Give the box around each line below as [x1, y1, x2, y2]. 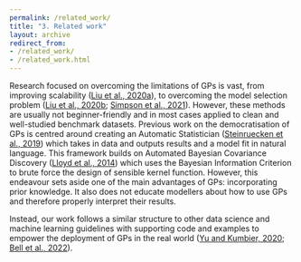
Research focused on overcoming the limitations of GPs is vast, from [9, 81, 265, 91]
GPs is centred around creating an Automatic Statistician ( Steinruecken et [9, 129, 284, 139]
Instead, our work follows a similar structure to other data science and [9, 214, 270, 224]
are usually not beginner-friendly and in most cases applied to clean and [9, 110, 279, 120]
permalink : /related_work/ [9, 13, 111, 23]
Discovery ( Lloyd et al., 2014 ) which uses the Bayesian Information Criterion [9, 158, 292, 168]
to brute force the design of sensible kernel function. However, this [9, 167, 259, 178]
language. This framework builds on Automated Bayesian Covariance [9, 148, 267, 159]
